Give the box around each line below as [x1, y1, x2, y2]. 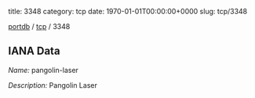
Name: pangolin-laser [8, 65, 78, 74]
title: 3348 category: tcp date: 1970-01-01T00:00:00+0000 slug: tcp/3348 [8, 7, 248, 16]
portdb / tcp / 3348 [8, 22, 71, 31]
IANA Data [8, 45, 60, 58]
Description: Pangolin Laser [8, 80, 98, 89]
